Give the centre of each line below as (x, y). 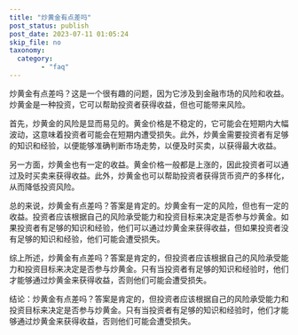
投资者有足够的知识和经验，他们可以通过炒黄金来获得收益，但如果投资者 (149, 227)
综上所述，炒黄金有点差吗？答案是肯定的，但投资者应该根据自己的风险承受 (145, 258)
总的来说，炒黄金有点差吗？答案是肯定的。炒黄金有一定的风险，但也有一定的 (149, 205)
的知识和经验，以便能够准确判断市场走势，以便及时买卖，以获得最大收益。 (145, 145)
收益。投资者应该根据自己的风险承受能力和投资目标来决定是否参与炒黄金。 (145, 216)
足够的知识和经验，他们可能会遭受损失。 (90, 239)
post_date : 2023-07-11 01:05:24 (69, 34)
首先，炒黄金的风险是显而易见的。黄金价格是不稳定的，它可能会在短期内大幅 (149, 123)
